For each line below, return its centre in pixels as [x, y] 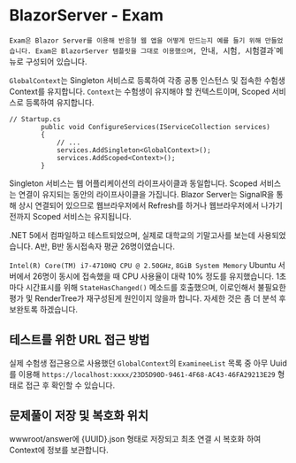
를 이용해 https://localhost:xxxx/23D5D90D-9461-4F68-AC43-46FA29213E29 [142, 374]
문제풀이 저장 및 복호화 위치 [79, 416]
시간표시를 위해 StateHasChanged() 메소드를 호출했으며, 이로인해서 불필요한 [156, 287]
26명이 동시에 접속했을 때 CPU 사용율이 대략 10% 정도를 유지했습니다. [153, 276]
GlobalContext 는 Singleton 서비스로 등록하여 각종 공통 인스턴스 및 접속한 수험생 [147, 80]
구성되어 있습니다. [56, 61]
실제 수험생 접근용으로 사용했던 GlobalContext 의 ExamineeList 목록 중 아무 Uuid [148, 363]
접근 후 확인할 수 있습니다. [70, 385]
